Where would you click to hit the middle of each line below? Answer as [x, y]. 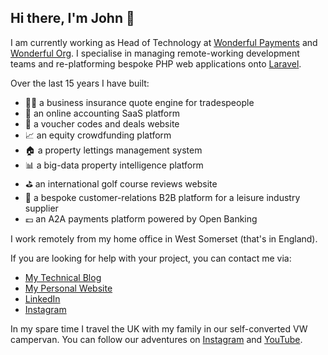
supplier [41, 208]
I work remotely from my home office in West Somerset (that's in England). [164, 238]
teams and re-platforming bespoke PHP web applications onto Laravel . [156, 63]
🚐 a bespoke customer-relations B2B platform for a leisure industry [162, 197]
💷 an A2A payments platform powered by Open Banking [141, 218]
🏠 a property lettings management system [113, 150]
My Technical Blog [63, 277]
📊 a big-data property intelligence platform [114, 165]
